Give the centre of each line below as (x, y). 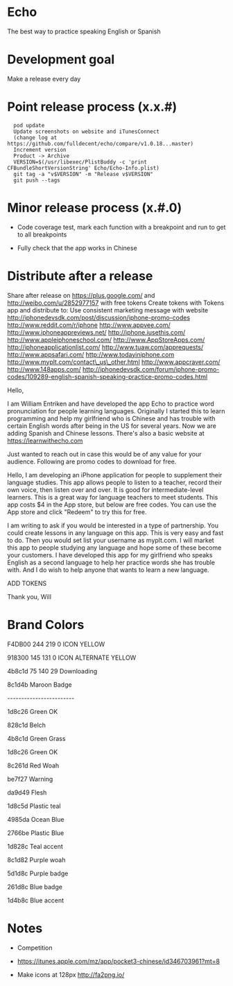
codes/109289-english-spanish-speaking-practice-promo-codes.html (107, 376)
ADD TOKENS (27, 583)
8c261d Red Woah (33, 765)
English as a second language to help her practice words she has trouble (111, 562)
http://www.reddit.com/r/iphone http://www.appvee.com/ (89, 325)
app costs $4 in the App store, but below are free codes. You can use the (112, 504)
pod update (29, 125)
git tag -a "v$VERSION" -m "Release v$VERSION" (84, 174)
